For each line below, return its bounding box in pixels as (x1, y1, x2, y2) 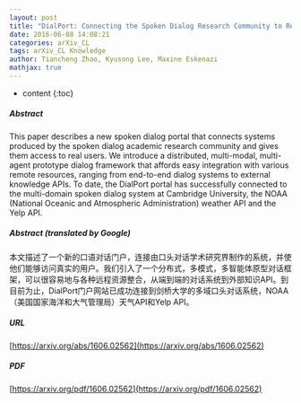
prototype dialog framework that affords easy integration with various (32, 159, 289, 171)
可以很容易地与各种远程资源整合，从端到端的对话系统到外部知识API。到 (24, 274, 289, 285)
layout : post (9, 13, 58, 22)
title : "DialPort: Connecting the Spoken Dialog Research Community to (9, 22, 282, 31)
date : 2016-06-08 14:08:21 (9, 30, 110, 39)
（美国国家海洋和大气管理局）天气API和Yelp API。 (9, 296, 194, 307)
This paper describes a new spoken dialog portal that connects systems (9, 131, 276, 142)
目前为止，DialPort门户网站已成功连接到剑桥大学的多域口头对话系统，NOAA (9, 285, 289, 296)
